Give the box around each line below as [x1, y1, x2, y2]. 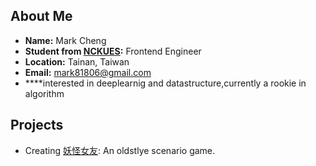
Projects [10, 117, 64, 134]
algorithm [24, 87, 65, 99]
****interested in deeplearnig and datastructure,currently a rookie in [24, 77, 307, 89]
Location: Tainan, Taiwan [24, 55, 130, 68]
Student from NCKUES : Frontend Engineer [24, 45, 202, 57]
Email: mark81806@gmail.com [24, 66, 152, 78]
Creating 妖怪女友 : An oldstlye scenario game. [24, 144, 216, 156]
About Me [10, 8, 73, 25]
